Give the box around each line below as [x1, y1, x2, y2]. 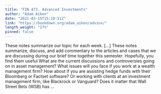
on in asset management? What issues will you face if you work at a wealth [5, 63, 155, 69]
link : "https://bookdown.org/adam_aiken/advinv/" [5, 20, 108, 26]
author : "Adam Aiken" [5, 12, 49, 16]
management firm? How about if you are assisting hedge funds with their [5, 68, 151, 74]
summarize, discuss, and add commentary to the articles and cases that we [5, 48, 156, 54]
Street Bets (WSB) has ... [5, 84, 55, 89]
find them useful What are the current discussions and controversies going [5, 58, 155, 64]
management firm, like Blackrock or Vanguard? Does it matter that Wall [5, 79, 146, 84]
